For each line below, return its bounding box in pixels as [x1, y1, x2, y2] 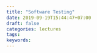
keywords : [6, 37, 32, 43]
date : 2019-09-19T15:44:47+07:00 [6, 15, 92, 21]
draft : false [6, 20, 40, 26]
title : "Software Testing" [6, 9, 75, 15]
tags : [6, 32, 20, 38]
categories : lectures [6, 26, 62, 32]
